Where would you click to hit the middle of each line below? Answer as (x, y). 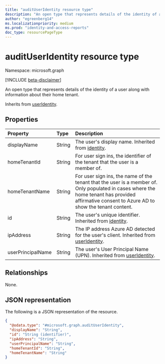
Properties (22, 120)
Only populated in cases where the (115, 188)
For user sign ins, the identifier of (113, 156)
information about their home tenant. (42, 94)
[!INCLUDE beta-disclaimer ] (33, 80)
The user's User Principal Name (112, 249)
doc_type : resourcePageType (34, 32)
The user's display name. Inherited (115, 141)
